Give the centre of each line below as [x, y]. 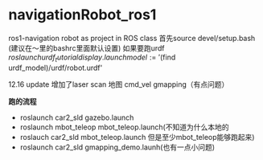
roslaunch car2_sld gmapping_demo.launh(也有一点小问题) [117, 147]
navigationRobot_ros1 [82, 15]
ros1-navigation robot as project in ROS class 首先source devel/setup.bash [132, 38]
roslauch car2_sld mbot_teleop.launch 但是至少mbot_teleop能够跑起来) [137, 137]
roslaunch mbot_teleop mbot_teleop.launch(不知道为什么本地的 [124, 127]
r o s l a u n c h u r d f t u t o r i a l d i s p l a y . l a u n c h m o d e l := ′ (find [92, 58]
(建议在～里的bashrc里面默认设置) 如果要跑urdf [86, 48]
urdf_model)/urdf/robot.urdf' [55, 68]
